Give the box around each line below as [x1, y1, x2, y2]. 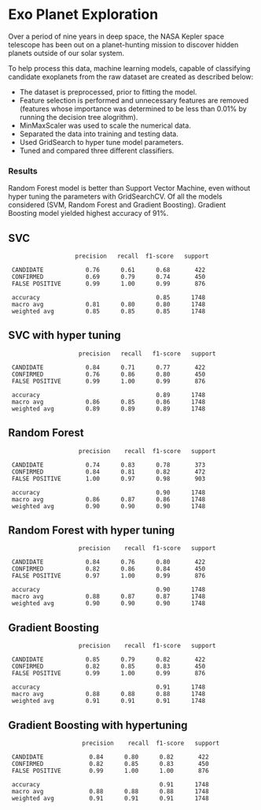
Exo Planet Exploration [8, 6, 159, 24]
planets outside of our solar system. [8, 48, 124, 58]
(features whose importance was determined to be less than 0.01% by [19, 104, 248, 113]
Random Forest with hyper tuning [8, 524, 175, 537]
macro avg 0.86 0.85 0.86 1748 [11, 398, 206, 406]
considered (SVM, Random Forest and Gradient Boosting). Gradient [8, 200, 226, 210]
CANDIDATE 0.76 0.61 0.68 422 [11, 266, 206, 274]
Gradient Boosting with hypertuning [8, 719, 188, 732]
